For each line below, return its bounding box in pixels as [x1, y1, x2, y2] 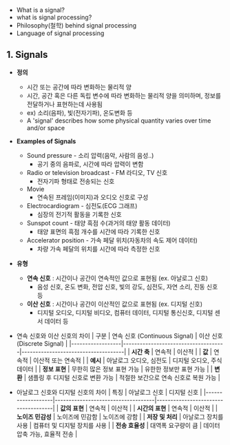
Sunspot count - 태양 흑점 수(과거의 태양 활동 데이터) [26, 218, 171, 227]
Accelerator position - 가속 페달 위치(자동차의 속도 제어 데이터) [26, 236, 198, 244]
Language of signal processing [16, 29, 105, 37]
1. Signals [6, 49, 48, 61]
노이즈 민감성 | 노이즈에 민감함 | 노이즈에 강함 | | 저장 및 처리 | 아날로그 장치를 [16, 413, 224, 421]
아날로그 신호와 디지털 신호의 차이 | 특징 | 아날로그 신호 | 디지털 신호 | [16, 388, 202, 396]
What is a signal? [16, 6, 65, 14]
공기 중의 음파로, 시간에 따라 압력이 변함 [36, 160, 144, 168]
